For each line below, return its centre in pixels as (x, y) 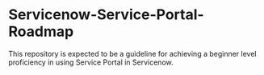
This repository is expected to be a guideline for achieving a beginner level (132, 53)
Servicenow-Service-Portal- (106, 15)
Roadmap (41, 32)
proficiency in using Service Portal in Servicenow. (91, 62)
